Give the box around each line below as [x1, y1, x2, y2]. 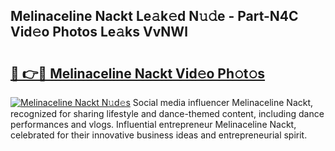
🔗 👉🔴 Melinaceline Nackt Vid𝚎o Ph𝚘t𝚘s [10, 65, 266, 82]
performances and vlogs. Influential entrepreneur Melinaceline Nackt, [10, 119, 297, 130]
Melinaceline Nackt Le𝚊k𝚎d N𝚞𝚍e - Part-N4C [10, 8, 299, 25]
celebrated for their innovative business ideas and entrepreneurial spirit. [10, 129, 308, 141]
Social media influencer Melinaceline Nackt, [132, 97, 314, 108]
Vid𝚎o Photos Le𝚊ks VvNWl [10, 24, 188, 41]
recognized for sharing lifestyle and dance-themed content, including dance [10, 108, 325, 119]
